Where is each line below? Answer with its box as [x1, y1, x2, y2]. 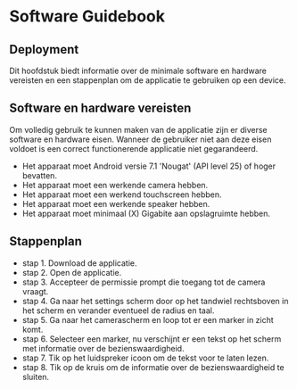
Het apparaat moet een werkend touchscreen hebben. [21, 189, 222, 200]
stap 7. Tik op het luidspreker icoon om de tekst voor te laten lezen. [21, 352, 269, 363]
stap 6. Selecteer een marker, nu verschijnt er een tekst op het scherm [21, 333, 282, 344]
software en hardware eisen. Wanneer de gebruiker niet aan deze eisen [9, 134, 272, 145]
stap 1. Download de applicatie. [21, 257, 137, 269]
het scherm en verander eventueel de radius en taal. [21, 305, 215, 316]
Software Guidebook [9, 6, 165, 27]
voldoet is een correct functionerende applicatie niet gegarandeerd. [9, 143, 259, 153]
